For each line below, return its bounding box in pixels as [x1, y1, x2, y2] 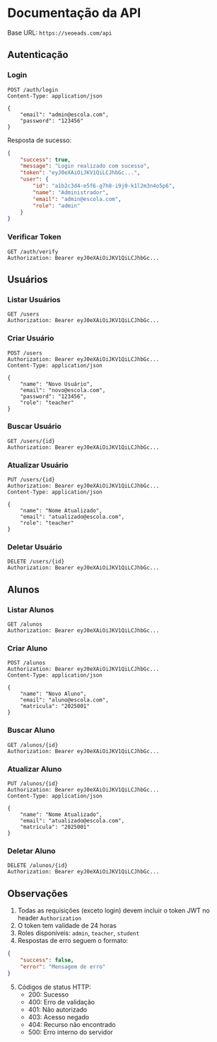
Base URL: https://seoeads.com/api [7, 28, 112, 37]
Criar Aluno [7, 643, 48, 653]
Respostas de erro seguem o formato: [17, 937, 129, 945]
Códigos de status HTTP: [17, 983, 91, 991]
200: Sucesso [28, 990, 69, 999]
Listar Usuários [7, 294, 61, 304]
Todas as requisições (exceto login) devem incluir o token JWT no [17, 906, 211, 915]
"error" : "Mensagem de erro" [20, 963, 106, 971]
